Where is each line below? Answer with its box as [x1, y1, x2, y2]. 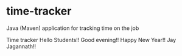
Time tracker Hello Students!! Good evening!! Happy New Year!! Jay [6, 36, 177, 43]
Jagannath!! [6, 43, 37, 50]
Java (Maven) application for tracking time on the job [6, 24, 139, 32]
